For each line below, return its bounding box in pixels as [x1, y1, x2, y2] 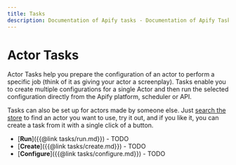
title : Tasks [7, 10, 46, 18]
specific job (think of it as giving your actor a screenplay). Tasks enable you [7, 78, 226, 86]
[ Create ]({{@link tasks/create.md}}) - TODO [17, 142, 146, 151]
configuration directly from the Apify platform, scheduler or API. [7, 93, 192, 101]
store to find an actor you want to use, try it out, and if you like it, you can [7, 114, 219, 122]
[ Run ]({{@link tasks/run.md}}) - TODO [17, 135, 129, 143]
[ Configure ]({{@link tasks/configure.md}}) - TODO [17, 150, 166, 158]
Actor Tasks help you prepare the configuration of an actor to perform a [7, 70, 215, 79]
